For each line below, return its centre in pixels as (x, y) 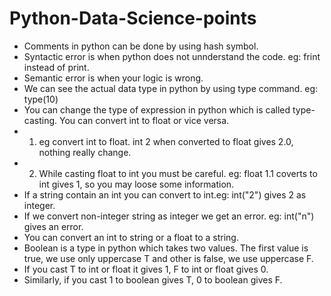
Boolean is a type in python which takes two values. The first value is (166, 248)
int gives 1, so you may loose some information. (136, 184)
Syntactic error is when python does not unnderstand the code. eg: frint (172, 56)
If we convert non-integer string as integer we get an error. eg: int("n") (169, 216)
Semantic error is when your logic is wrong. (113, 78)
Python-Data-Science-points (133, 18)
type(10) (41, 99)
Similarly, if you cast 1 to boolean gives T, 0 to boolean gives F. (153, 279)
